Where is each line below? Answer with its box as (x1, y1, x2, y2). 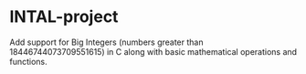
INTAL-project (9, 6, 119, 27)
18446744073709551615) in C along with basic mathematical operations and (9, 46, 298, 57)
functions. (9, 56, 47, 67)
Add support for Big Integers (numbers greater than (9, 37, 204, 48)
